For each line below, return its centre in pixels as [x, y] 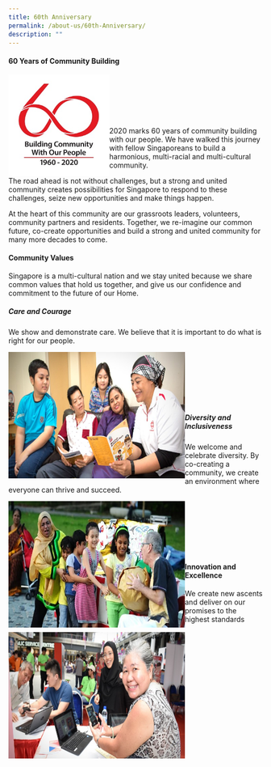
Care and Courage [40, 311]
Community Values [41, 258]
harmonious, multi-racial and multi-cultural [180, 156]
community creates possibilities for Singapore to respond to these [118, 189]
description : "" [35, 34]
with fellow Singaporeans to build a [167, 148]
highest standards [215, 619]
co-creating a [207, 464]
